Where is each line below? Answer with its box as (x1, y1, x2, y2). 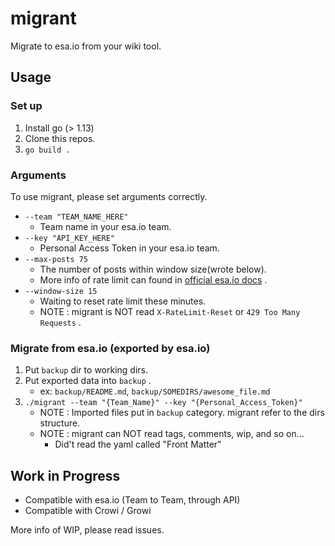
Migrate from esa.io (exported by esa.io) (10, 341, 211, 355)
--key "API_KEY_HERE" (24, 233, 115, 243)
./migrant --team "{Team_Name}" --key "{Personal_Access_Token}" (24, 398, 303, 408)
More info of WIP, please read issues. (10, 524, 165, 536)
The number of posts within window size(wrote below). (39, 263, 267, 275)
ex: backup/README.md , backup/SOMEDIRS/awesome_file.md (39, 385, 271, 397)
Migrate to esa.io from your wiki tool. (10, 40, 162, 52)
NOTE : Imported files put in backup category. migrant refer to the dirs (39, 407, 325, 419)
